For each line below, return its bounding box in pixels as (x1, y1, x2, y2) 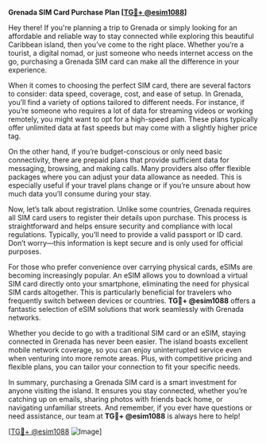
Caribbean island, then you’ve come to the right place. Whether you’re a (8, 40, 245, 49)
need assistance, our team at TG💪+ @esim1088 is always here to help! (8, 411, 241, 421)
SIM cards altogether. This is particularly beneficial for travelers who (8, 287, 232, 297)
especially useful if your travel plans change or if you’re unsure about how (8, 181, 251, 190)
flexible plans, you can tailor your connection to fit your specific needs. (8, 362, 241, 372)
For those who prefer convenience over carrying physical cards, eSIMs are (8, 263, 253, 271)
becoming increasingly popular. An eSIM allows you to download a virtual (8, 271, 249, 280)
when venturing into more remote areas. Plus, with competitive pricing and (8, 354, 253, 363)
